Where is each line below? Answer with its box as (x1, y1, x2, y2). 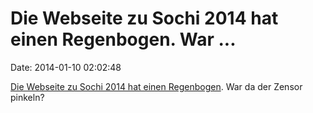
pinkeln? (10, 91, 45, 103)
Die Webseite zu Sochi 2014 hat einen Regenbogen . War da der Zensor (10, 80, 303, 92)
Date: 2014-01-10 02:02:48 (10, 61, 122, 73)
